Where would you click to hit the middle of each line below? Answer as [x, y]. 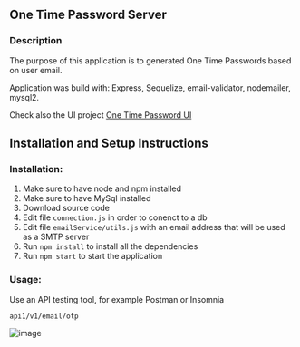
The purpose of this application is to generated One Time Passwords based [150, 60]
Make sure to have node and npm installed [102, 188]
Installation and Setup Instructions [109, 144]
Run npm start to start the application [92, 256]
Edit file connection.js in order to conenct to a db [115, 217]
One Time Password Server [88, 15]
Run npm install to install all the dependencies [110, 246]
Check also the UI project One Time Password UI [101, 115]
